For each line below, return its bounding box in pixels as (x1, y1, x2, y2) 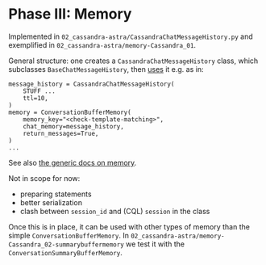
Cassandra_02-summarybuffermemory (8, 240, 125, 249)
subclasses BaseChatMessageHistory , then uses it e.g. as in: (8, 64, 204, 74)
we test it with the (126, 239, 185, 249)
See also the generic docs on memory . (8, 158, 137, 167)
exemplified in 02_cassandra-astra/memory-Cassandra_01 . (8, 40, 196, 49)
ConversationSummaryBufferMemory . (8, 247, 123, 257)
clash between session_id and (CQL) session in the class (19, 206, 210, 216)
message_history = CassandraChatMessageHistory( (8, 80, 175, 88)
